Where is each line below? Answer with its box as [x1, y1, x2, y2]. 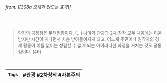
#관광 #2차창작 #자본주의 [22, 72, 80, 79]
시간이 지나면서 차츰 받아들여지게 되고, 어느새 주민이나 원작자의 [31, 36, 154, 42]
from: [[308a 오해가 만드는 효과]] [5, 4, 71, 10]
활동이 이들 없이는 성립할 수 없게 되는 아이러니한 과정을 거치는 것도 [23, 42, 153, 49]
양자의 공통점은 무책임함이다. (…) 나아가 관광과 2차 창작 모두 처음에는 [17, 30, 153, 36]
